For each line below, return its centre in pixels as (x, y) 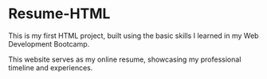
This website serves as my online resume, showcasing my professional (125, 59)
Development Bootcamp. (49, 43)
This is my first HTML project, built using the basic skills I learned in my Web (133, 36)
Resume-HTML (59, 14)
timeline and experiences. (51, 67)
